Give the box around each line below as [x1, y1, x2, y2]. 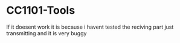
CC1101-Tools [6, 4, 76, 17]
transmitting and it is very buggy [6, 29, 87, 36]
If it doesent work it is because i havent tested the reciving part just [6, 23, 174, 30]
